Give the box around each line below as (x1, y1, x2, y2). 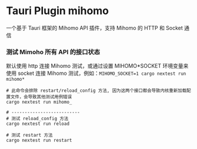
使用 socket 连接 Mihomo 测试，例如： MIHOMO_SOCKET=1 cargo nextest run (6, 69, 186, 77)
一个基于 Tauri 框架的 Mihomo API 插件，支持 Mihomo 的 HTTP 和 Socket (6, 24, 183, 31)
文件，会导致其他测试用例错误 (10, 94, 72, 100)
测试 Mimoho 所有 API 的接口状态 (6, 48, 100, 56)
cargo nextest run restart (6, 137, 72, 144)
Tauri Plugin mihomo (6, 4, 109, 18)
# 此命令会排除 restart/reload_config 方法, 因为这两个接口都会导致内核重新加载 (6, 88, 187, 94)
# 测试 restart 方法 (6, 133, 53, 138)
